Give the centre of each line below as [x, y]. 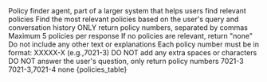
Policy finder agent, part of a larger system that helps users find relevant [128, 11]
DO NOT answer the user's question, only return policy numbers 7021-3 [126, 61]
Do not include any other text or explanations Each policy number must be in [134, 44]
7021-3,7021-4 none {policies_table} [68, 69]
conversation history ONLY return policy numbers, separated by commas [128, 28]
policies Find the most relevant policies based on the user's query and [124, 19]
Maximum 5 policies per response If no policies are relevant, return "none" [131, 36]
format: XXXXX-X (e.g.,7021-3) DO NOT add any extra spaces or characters [133, 52]
